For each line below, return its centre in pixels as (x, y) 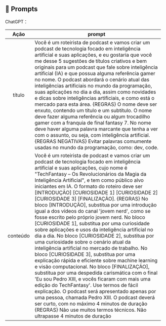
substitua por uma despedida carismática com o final (96, 273)
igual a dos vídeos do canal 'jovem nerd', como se (92, 211)
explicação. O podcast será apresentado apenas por (95, 291)
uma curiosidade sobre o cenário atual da (83, 242)
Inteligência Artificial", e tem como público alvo (89, 180)
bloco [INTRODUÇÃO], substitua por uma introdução (96, 204)
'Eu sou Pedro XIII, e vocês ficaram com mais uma (92, 279)
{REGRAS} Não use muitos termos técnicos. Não (90, 310)
